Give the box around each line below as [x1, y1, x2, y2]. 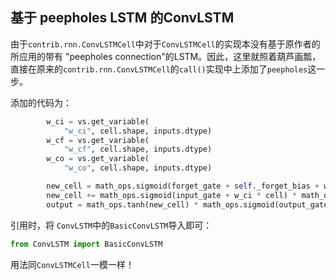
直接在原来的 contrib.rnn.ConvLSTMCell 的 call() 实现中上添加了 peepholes [10, 63, 308, 75]
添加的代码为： [10, 96, 72, 108]
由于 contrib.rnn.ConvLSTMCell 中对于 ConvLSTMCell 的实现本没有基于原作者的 [10, 38, 321, 50]
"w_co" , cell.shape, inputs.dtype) [63, 163, 213, 173]
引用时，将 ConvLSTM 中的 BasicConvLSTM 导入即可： [10, 219, 213, 231]
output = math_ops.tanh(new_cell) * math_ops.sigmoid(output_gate [46, 199, 329, 210]
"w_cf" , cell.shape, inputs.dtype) [63, 144, 213, 155]
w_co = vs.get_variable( [46, 154, 150, 164]
